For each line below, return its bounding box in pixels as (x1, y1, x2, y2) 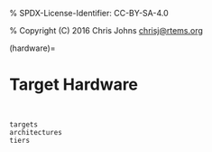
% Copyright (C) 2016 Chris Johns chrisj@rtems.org (9, 25, 203, 35)
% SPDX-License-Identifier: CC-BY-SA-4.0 (9, 8, 169, 18)
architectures (9, 128, 63, 137)
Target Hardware (9, 74, 138, 95)
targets (9, 119, 39, 129)
